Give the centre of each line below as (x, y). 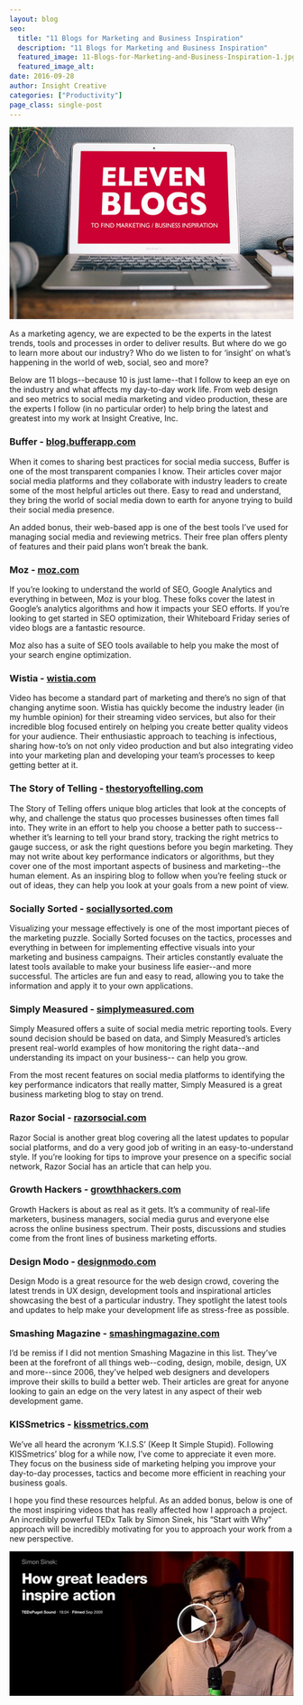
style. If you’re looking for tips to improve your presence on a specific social (150, 1157)
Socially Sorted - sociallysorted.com (91, 908)
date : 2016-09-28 (42, 77)
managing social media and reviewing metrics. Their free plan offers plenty (149, 537)
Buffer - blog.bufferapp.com (73, 442)
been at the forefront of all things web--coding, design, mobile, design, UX (148, 1363)
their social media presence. (62, 510)
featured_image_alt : (56, 67)
